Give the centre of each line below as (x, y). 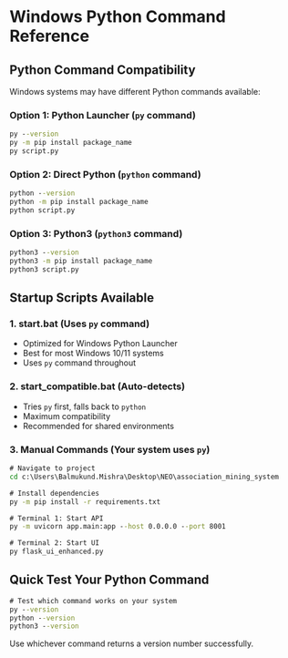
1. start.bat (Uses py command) (80, 324)
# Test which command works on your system (93, 601)
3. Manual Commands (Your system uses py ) (110, 449)
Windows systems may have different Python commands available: (135, 92)
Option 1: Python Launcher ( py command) (103, 115)
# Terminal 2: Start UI (55, 543)
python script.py (42, 210)
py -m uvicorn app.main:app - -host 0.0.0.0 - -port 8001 (118, 527)
